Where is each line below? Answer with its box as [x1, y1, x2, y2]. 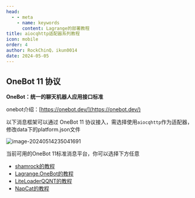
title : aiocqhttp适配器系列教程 [6, 31, 80, 37]
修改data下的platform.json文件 [6, 126, 81, 133]
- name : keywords [17, 20, 60, 26]
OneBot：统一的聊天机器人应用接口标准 [6, 93, 103, 100]
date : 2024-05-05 [6, 53, 49, 59]
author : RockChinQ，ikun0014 [6, 48, 77, 54]
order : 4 [6, 42, 28, 48]
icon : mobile [6, 36, 39, 42]
